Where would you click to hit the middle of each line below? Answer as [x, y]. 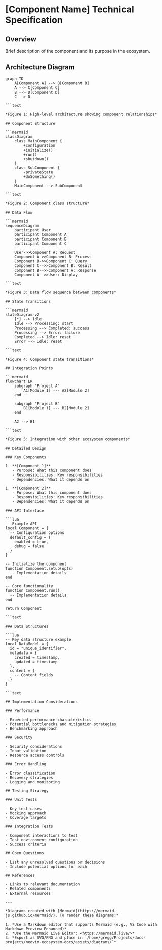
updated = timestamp [36, 662]
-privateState [38, 172]
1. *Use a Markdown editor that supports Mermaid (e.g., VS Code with [81, 924]
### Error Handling [26, 764]
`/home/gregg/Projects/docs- [115, 938]
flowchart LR [19, 381]
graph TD [14, 79]
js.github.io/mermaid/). [31, 915]
